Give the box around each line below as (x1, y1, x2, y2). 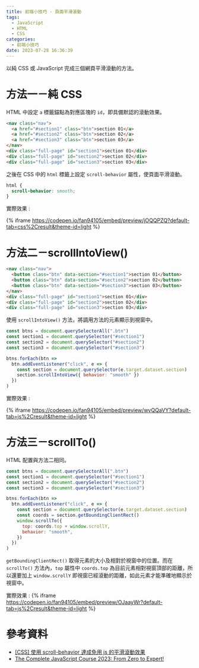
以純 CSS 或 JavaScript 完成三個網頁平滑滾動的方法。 (6, 64, 138, 71)
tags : (6, 14, 20, 20)
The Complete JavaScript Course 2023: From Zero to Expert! (14, 655, 165, 663)
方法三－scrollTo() (6, 436, 97, 450)
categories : (6, 36, 36, 42)
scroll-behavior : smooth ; (11, 188, 76, 194)
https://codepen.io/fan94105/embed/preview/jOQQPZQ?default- (31, 217, 190, 224)
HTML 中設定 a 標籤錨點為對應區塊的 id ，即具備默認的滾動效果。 (6, 108, 165, 116)
